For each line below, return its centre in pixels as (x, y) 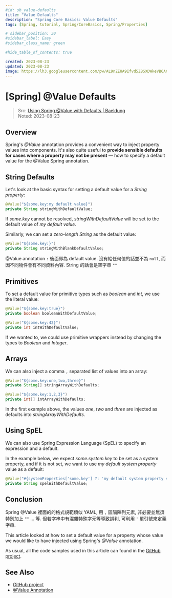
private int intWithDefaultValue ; (42, 327)
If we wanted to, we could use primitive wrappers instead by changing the (83, 337)
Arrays (16, 359)
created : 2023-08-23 (27, 61)
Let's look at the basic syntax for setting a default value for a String (76, 189)
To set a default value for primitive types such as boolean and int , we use (83, 294)
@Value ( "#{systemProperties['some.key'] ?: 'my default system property (84, 479)
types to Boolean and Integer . (37, 343)
